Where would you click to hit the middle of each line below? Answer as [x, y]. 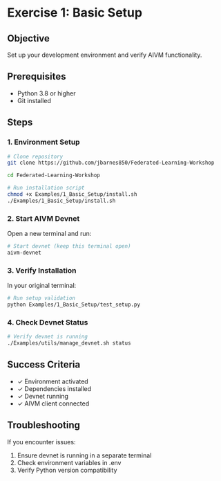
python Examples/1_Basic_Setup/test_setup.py [74, 305]
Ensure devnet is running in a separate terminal [84, 455]
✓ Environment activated [52, 381]
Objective [29, 38]
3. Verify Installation [42, 270]
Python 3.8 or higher [46, 93]
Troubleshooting [44, 425]
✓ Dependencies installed [54, 388]
